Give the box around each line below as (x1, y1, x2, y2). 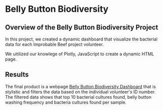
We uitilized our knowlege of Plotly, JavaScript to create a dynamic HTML (5, 51, 154, 57)
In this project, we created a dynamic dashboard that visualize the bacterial (5, 36, 158, 42)
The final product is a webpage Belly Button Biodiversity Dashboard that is (5, 83, 156, 89)
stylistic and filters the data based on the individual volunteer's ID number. (5, 89, 156, 95)
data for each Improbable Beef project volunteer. (5, 41, 104, 47)
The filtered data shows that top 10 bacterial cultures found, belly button (5, 94, 152, 100)
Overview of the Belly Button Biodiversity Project (5, 23, 159, 32)
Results (5, 71, 29, 79)
